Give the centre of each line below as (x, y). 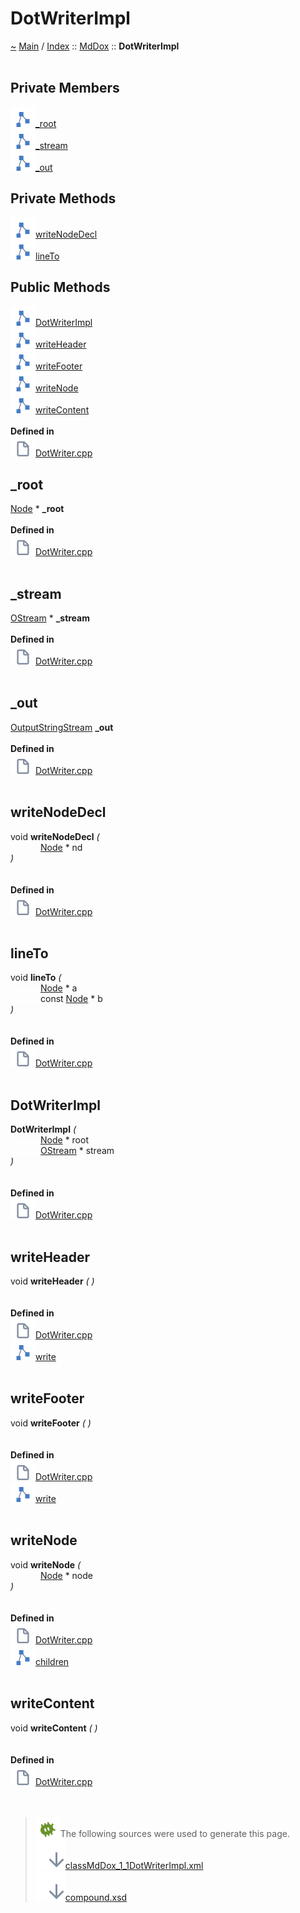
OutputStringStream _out (62, 727)
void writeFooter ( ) (51, 1423)
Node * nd (61, 847)
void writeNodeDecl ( (55, 836)
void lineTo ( (36, 978)
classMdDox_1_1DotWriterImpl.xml (134, 1865)
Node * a (59, 988)
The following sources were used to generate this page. (174, 1833)
